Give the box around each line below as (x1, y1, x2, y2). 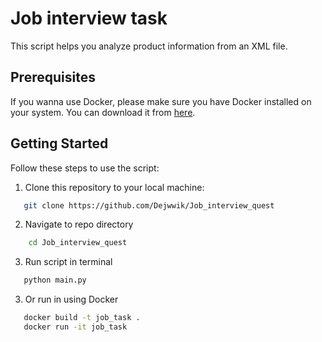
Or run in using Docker (24, 293, 119, 306)
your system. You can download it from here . (10, 106, 196, 118)
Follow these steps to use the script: (10, 162, 160, 174)
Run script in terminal (24, 256, 113, 268)
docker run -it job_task (23, 322, 128, 332)
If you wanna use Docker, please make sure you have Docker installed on (10, 95, 312, 107)
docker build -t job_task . (23, 313, 141, 323)
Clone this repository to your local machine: (24, 181, 205, 193)
